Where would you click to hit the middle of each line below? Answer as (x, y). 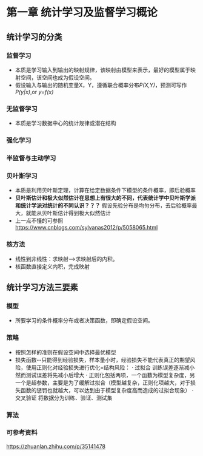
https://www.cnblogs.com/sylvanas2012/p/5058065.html (86, 228)
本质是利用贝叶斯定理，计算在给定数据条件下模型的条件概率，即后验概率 (105, 190)
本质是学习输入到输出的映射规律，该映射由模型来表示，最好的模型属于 (103, 70)
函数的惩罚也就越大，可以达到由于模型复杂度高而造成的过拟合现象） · (107, 390)
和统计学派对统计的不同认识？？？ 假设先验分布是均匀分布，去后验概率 (103, 206)
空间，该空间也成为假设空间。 (58, 77)
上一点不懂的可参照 (39, 221)
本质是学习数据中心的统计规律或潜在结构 (65, 123)
